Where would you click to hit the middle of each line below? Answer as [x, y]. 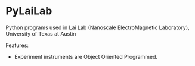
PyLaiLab [29, 11]
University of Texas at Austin [41, 33]
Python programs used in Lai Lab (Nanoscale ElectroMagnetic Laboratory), [97, 27]
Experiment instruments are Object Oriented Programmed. [86, 56]
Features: [17, 45]
